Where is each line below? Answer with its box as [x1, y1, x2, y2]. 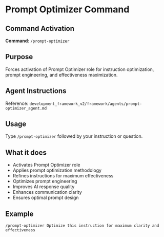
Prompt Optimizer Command [5, 4, 130, 15]
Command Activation [5, 24, 75, 33]
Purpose [5, 52, 33, 61]
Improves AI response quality [12, 184, 75, 190]
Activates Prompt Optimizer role [12, 162, 80, 168]
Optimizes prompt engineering [12, 178, 77, 185]
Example [5, 209, 34, 218]
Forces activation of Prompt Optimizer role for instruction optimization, [5, 66, 154, 72]
